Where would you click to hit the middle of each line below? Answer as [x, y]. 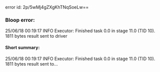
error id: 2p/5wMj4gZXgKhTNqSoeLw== [47, 7]
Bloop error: [20, 20]
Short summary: [22, 47]
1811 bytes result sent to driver [36, 36]
